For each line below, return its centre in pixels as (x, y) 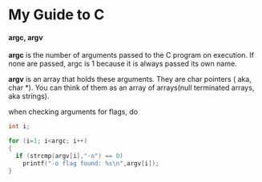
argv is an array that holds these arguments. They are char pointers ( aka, (130, 79)
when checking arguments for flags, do (73, 112)
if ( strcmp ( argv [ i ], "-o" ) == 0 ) (70, 156)
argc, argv (26, 37)
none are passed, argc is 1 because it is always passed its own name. (123, 64)
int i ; (19, 127)
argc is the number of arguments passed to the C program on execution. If (131, 55)
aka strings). (29, 96)
